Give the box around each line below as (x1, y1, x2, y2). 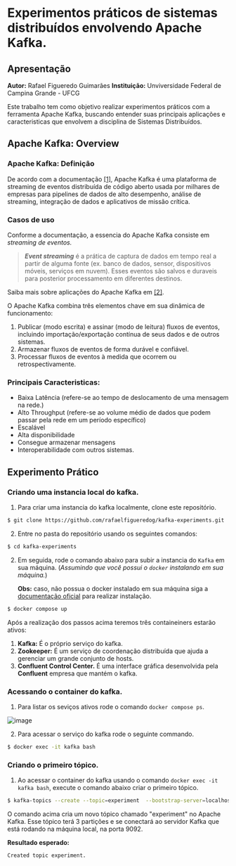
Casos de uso (7, 214, 55, 224)
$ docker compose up (7, 605, 68, 612)
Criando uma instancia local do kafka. (7, 487, 139, 497)
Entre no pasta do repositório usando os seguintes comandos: (17, 529, 198, 538)
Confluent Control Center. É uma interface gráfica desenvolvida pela (17, 661, 219, 670)
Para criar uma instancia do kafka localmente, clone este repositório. (17, 503, 216, 511)
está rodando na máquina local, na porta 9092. (7, 825, 143, 833)
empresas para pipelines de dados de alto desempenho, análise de (7, 190, 202, 198)
